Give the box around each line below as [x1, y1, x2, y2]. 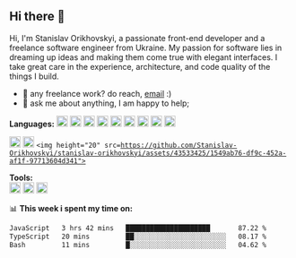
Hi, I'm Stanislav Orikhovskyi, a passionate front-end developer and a [9, 32, 266, 43]
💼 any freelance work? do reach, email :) [22, 88, 172, 99]
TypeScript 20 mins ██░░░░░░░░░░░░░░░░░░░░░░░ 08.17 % [9, 232, 267, 241]
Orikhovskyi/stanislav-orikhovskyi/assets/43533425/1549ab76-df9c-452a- [9, 149, 287, 158]
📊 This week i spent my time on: [9, 202, 133, 213]
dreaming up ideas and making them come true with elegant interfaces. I [9, 51, 278, 63]
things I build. [9, 71, 60, 82]
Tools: [9, 172, 33, 183]
